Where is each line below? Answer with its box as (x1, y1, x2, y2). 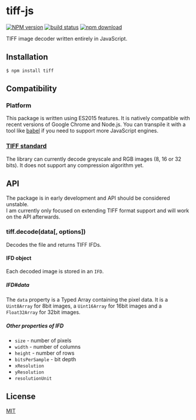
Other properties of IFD (6, 322, 64, 329)
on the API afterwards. (6, 213, 61, 220)
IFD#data (6, 281, 29, 288)
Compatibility (6, 84, 57, 94)
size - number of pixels (14, 337, 72, 344)
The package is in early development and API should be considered (6, 194, 171, 201)
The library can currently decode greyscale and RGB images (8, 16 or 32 (6, 155, 181, 163)
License (6, 392, 36, 402)
